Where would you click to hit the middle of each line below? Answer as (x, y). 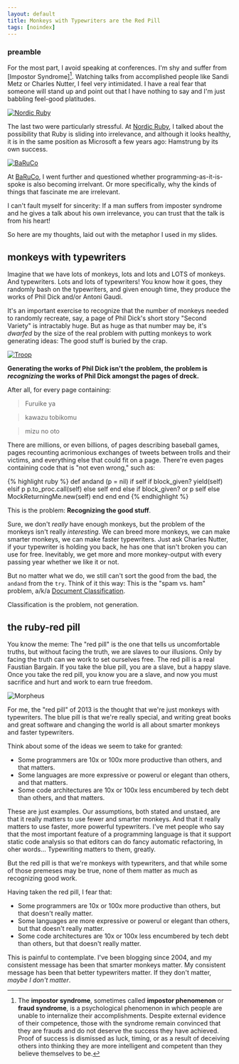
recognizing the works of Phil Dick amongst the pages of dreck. (103, 376)
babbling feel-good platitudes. (52, 99)
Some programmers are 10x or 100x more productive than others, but (119, 905)
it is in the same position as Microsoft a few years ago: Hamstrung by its (113, 142)
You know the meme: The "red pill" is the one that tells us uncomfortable (114, 644)
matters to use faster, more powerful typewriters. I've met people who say (116, 826)
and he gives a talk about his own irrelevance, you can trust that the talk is (116, 214)
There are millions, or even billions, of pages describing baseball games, (113, 445)
